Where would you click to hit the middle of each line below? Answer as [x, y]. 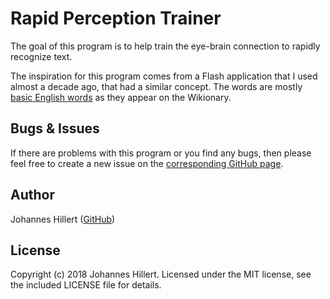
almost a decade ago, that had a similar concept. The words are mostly [156, 86]
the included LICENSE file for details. [86, 285]
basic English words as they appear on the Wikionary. [121, 97]
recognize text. [41, 56]
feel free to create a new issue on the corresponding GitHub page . [147, 163]
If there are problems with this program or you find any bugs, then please [161, 153]
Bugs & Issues [55, 128]
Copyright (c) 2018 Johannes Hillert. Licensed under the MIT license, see [161, 274]
